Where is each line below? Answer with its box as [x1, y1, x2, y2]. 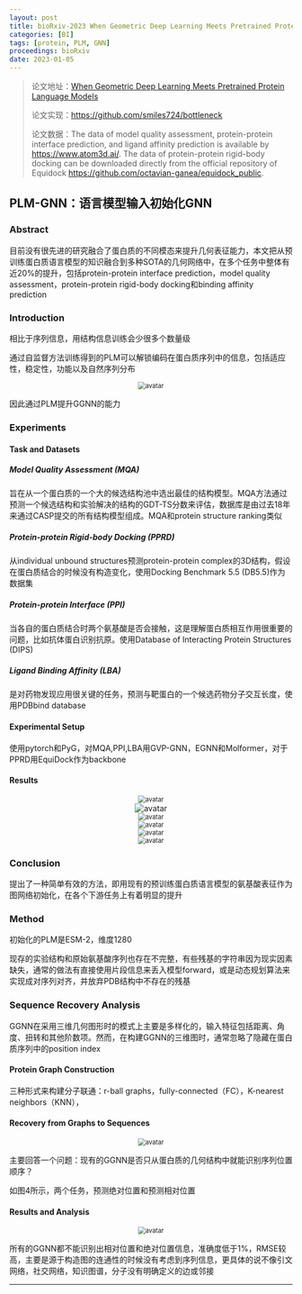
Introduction [9, 312, 65, 324]
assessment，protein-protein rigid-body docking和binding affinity [9, 278, 254, 289]
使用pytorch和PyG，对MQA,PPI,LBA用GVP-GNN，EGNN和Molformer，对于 [9, 742, 289, 753]
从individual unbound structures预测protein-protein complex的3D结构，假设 [9, 556, 291, 566]
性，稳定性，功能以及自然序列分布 [9, 363, 136, 374]
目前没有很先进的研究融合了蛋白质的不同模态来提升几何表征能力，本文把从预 [9, 245, 293, 256]
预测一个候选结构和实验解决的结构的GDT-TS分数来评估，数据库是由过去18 [9, 499, 283, 510]
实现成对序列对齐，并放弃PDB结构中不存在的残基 [9, 976, 191, 987]
